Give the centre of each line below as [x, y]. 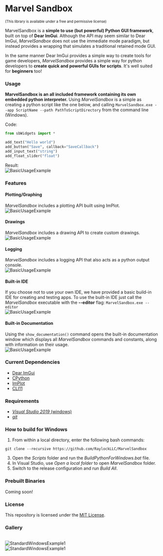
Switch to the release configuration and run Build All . [65, 468]
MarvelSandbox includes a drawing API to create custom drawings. [72, 233]
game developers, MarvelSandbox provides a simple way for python [73, 60]
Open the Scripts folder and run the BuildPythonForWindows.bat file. [81, 458]
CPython [21, 378]
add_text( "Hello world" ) [30, 142]
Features [16, 183]
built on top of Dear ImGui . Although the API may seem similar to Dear [75, 36]
